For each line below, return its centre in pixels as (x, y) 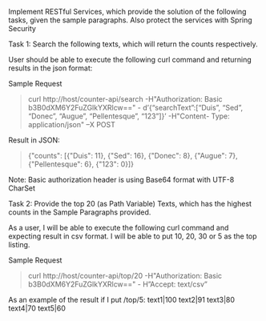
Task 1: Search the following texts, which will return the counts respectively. (133, 44)
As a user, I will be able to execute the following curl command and (119, 228)
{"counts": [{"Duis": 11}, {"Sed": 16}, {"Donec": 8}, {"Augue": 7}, (133, 156)
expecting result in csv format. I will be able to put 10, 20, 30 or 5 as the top (133, 236)
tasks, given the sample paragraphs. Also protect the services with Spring (130, 20)
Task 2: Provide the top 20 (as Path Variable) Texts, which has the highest (130, 204)
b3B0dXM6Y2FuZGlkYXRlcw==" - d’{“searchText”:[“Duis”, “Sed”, (135, 108)
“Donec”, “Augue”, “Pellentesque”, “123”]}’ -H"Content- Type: (129, 116)
